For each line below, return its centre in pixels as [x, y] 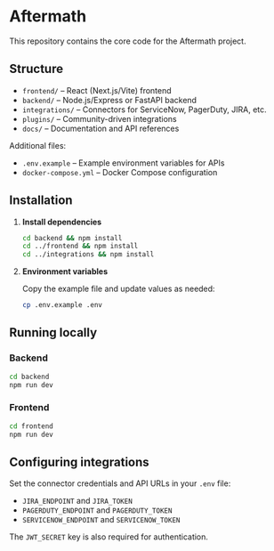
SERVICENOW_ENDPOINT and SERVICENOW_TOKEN [101, 520]
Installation [41, 201]
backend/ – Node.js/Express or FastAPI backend [109, 100]
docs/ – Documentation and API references [101, 128]
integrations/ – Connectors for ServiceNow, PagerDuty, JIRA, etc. [144, 109]
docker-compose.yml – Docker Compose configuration [120, 172]
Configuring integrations [79, 462]
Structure [36, 69]
